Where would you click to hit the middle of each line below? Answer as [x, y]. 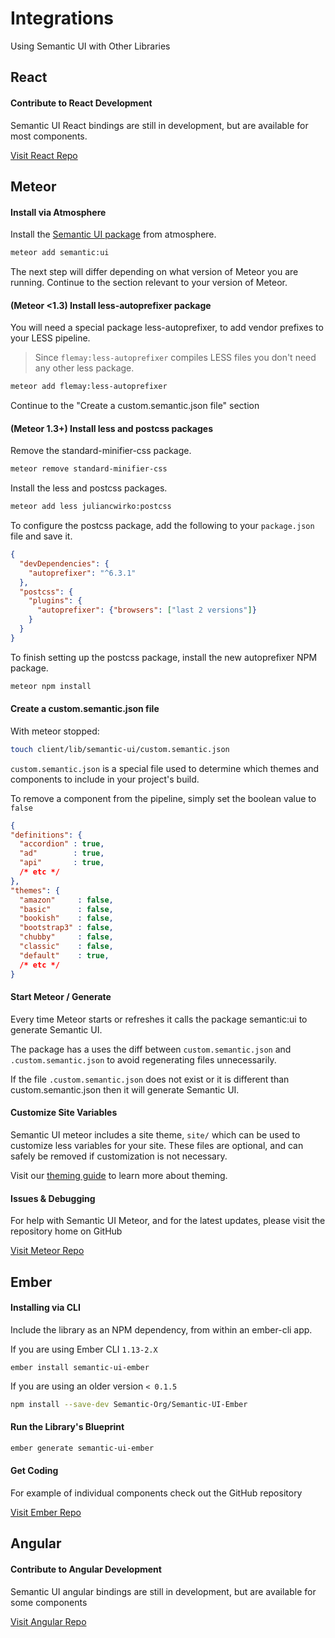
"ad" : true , [62, 853]
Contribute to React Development [81, 103]
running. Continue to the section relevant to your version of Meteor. [149, 282]
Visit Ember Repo [46, 1512]
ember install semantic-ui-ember [80, 1367]
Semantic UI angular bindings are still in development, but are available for [163, 1591]
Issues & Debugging [53, 1198]
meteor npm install [51, 686]
